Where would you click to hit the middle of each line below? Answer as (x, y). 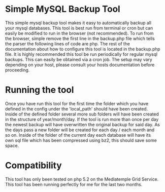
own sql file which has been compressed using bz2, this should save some (81, 140)
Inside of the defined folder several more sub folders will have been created (82, 114)
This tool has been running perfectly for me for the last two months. (74, 184)
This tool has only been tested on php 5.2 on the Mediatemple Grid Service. (82, 179)
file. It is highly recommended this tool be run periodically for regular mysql (81, 54)
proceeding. (17, 70)
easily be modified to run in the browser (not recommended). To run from (79, 33)
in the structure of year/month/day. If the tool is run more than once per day (82, 119)
